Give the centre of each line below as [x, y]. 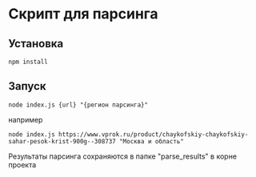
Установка [36, 44]
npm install [28, 62]
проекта [22, 164]
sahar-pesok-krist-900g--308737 [62, 141]
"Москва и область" [151, 141]
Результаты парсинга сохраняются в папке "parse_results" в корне [123, 156]
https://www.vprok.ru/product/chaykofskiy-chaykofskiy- [154, 134]
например [26, 119]
